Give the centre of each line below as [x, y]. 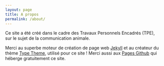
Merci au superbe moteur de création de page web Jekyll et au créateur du [82, 48]
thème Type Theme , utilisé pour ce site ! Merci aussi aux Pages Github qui [81, 53]
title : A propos [22, 14]
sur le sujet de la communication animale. [48, 38]
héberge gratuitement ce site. [36, 59]
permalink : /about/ [25, 19]
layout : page [19, 10]
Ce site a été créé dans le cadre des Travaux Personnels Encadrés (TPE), [80, 33]
